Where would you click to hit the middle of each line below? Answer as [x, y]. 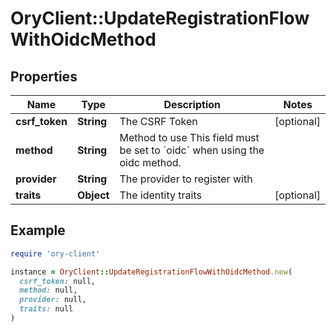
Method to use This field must [189, 137]
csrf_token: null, [58, 281]
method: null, [48, 290]
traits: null [46, 309]
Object [93, 195]
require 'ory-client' [55, 253]
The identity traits [160, 195]
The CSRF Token [158, 121]
